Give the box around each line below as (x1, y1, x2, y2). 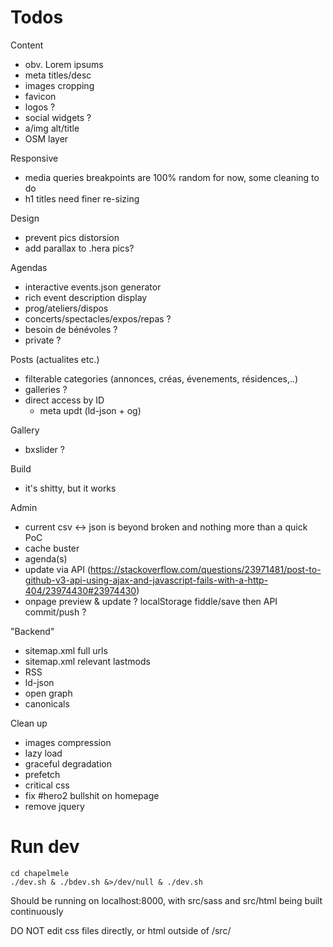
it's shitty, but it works (24, 482, 117, 494)
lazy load (24, 747, 63, 759)
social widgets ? (24, 111, 92, 123)
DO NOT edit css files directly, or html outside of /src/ (10, 924, 232, 936)
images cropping (24, 79, 95, 91)
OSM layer (24, 132, 69, 145)
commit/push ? (24, 606, 87, 618)
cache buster (24, 542, 80, 554)
